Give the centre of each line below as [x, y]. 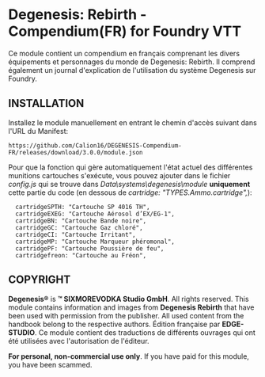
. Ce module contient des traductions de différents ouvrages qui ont [145, 332]
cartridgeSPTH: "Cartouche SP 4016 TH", [83, 207]
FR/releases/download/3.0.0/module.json [76, 152]
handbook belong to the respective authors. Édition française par [114, 324]
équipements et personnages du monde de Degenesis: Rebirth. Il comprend [132, 62]
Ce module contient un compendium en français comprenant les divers [124, 53]
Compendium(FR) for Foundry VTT [125, 31]
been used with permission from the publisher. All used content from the [126, 315]
